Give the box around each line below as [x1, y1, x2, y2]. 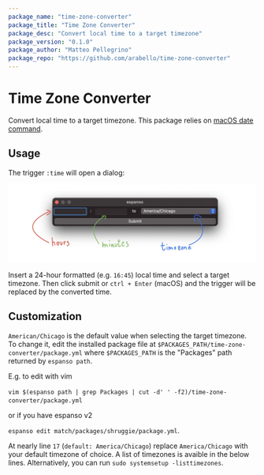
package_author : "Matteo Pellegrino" [8, 46, 132, 55]
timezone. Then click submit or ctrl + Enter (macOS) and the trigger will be [8, 278, 256, 288]
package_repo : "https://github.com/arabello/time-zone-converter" [8, 55, 231, 62]
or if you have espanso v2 [8, 410, 93, 420]
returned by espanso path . [8, 356, 93, 365]
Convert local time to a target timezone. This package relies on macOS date [8, 115, 254, 125]
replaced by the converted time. [8, 287, 113, 296]
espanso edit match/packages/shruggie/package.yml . [8, 425, 180, 435]
